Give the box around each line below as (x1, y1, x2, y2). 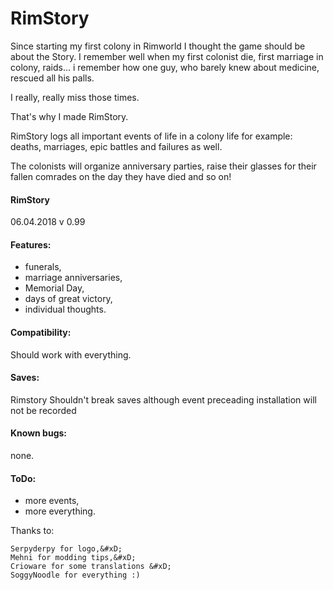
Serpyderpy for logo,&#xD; (10, 544, 123, 554)
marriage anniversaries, (24, 272, 123, 284)
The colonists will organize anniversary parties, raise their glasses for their (10, 160, 317, 172)
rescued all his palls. (10, 72, 95, 84)
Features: (10, 238, 52, 251)
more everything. (24, 505, 96, 517)
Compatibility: (10, 326, 72, 338)
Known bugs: (10, 427, 68, 439)
